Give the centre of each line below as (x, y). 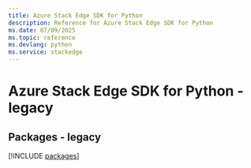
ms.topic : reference (42, 37)
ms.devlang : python (40, 45)
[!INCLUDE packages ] (44, 156)
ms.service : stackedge (45, 52)
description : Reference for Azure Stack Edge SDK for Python (111, 23)
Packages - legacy (54, 137)
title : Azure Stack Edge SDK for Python (76, 15)
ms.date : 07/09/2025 (42, 30)
